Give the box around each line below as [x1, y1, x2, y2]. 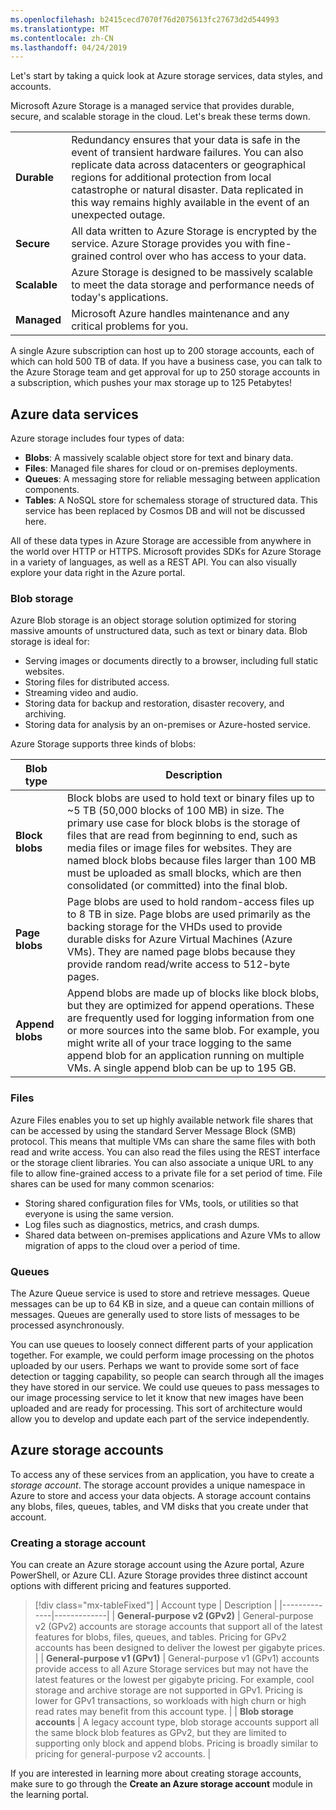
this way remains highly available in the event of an [71, 196, 310, 210]
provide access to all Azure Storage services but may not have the [34, 1663, 309, 1675]
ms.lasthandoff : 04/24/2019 [10, 42, 128, 53]
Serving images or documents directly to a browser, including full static [24, 655, 319, 667]
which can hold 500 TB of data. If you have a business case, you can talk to [10, 356, 323, 368]
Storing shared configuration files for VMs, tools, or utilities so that [24, 1197, 299, 1209]
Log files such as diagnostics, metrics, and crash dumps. [24, 1218, 260, 1230]
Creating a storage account [10, 1536, 147, 1550]
